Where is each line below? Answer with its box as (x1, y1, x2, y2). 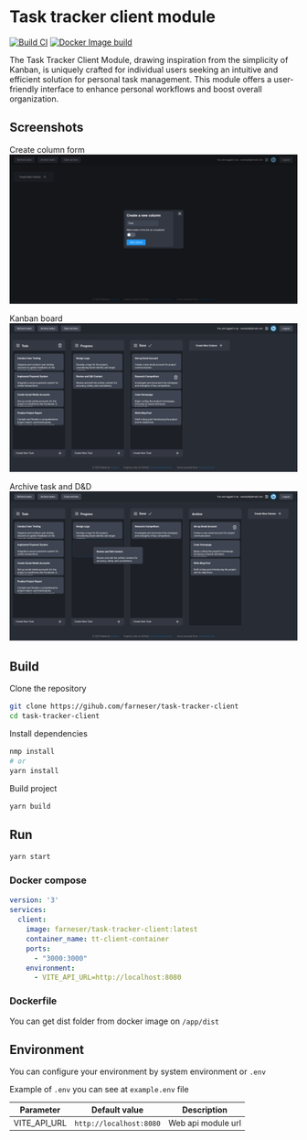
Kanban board (9, 313, 63, 324)
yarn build (9, 801, 51, 811)
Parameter (19, 1104, 61, 1115)
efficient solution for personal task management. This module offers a (9, 73, 272, 84)
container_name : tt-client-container (26, 934, 170, 943)
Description (182, 1104, 228, 1115)
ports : (26, 944, 51, 953)
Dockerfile (9, 995, 58, 1007)
